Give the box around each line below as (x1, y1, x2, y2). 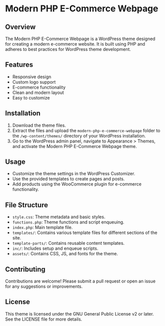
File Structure (5, 201, 48, 209)
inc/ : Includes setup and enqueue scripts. (12, 245, 99, 251)
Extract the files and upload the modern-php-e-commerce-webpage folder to (12, 127, 161, 134)
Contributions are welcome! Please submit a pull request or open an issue (5, 278, 156, 284)
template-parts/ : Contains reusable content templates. (12, 240, 125, 246)
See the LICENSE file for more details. (5, 316, 83, 322)
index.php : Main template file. (12, 225, 73, 231)
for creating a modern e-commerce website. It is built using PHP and (5, 41, 145, 47)
